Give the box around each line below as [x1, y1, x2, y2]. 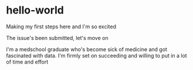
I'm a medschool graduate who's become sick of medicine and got [6, 45, 167, 53]
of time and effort [6, 58, 49, 65]
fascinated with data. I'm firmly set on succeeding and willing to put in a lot [6, 52, 187, 59]
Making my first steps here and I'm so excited [6, 23, 116, 30]
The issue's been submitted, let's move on [6, 34, 109, 41]
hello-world [6, 4, 65, 17]
